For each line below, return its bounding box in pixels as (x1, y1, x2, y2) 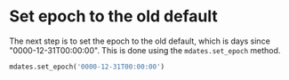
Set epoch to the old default (9, 6, 218, 27)
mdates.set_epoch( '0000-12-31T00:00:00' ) (9, 62, 165, 71)
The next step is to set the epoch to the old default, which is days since (9, 36, 271, 46)
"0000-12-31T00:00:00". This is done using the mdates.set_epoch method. (9, 44, 281, 55)
